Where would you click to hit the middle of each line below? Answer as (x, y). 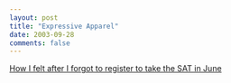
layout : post (34, 18)
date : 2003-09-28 (42, 34)
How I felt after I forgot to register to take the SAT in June (116, 69)
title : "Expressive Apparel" (64, 26)
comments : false (40, 43)
